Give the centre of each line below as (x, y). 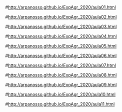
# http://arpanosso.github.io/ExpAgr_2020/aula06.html (61, 55)
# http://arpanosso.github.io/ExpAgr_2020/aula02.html (61, 17)
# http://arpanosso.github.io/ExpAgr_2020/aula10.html (60, 94)
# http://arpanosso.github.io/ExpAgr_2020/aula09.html (61, 85)
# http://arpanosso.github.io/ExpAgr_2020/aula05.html (61, 46)
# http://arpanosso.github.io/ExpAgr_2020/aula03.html (61, 26)
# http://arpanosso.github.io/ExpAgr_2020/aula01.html (60, 7)
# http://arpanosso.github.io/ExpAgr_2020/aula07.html (60, 65)
